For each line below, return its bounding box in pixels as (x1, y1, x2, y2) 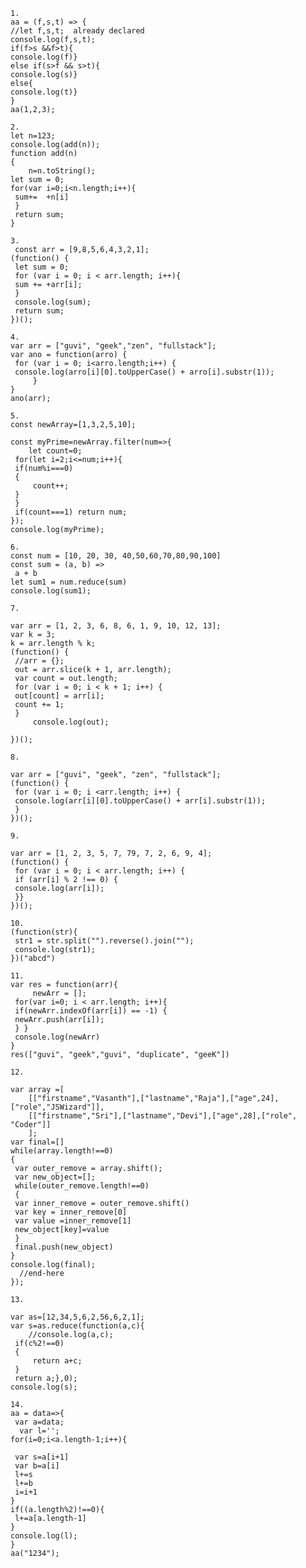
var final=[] (10, 1137, 65, 1147)
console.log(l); (10, 1531, 78, 1541)
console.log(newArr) (14, 1032, 101, 1042)
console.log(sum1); (10, 586, 92, 596)
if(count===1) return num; (14, 507, 128, 517)
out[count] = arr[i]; (14, 691, 105, 701)
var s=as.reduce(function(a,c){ (10, 1321, 145, 1331)
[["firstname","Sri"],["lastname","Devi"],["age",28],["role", (28, 1111, 298, 1121)
